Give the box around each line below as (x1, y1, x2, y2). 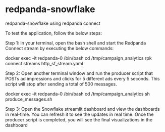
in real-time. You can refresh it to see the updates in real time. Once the (5, 111, 154, 117)
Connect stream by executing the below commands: (5, 45, 114, 51)
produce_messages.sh (5, 96, 52, 102)
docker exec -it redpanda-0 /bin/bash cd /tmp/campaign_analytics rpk (5, 55, 152, 61)
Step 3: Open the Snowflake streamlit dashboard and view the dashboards (5, 106, 160, 112)
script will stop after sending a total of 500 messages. (5, 81, 117, 87)
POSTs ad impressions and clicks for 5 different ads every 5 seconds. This (5, 75, 160, 81)
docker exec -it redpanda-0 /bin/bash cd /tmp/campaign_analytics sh (5, 91, 150, 97)
